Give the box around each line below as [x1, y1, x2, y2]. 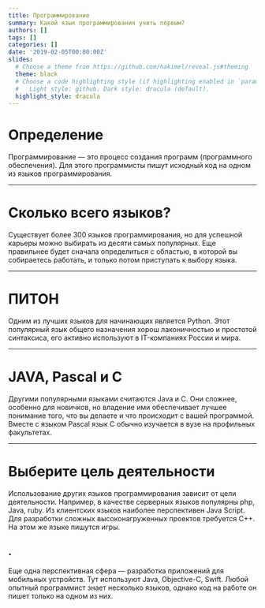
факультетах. [8, 427, 53, 437]
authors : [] [8, 26, 47, 34]
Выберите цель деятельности [8, 463, 215, 481]
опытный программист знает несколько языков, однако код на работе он [8, 583, 257, 592]
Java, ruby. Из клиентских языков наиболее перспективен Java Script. [8, 505, 246, 515]
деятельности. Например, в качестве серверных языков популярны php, [8, 497, 255, 506]
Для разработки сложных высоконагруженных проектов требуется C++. [8, 513, 256, 523]
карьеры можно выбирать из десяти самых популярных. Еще [8, 238, 217, 248]
